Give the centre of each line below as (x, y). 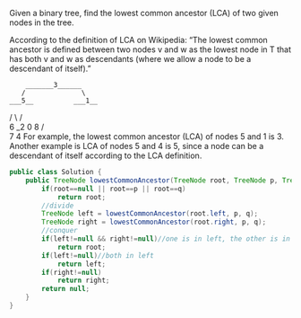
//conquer (60, 231)
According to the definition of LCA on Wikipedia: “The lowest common (139, 40)
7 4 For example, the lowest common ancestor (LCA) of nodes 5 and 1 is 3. (147, 137)
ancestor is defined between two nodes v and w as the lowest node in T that (150, 49)
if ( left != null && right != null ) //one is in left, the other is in (166, 239)
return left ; (81, 264)
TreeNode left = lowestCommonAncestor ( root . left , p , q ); (150, 214)
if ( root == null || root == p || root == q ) (114, 189)
